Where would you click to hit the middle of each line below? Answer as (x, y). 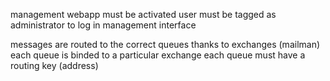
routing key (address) (54, 65)
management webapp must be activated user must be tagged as (143, 14)
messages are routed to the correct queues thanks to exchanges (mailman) (165, 44)
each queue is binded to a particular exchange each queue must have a (158, 55)
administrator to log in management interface (103, 25)
